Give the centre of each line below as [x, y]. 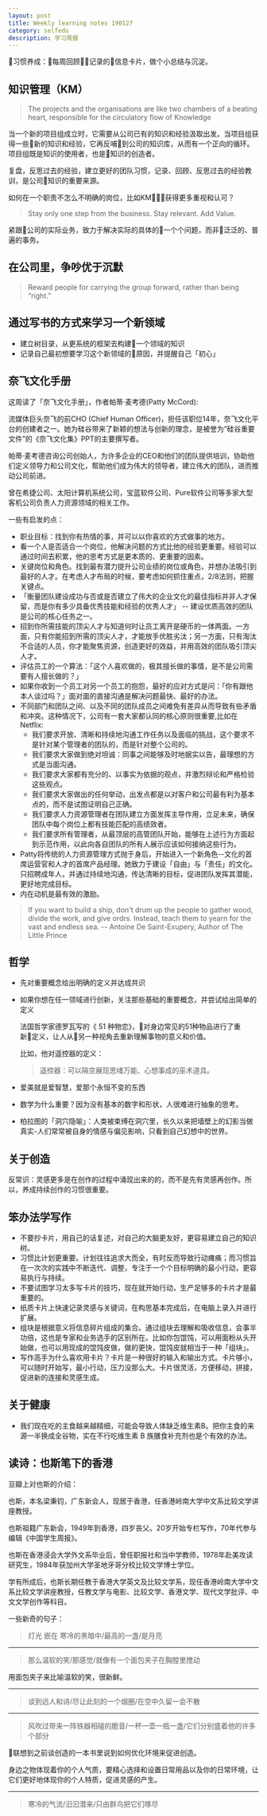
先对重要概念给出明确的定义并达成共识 [82, 983]
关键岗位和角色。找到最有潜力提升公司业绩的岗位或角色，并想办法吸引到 [138, 566]
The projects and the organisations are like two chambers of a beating [143, 109]
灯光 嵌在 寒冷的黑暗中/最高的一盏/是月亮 [95, 1635]
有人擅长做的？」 [55, 676]
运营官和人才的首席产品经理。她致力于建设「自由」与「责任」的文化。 [141, 864]
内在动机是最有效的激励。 [62, 893]
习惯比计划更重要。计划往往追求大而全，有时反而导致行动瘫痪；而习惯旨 [138, 1258]
